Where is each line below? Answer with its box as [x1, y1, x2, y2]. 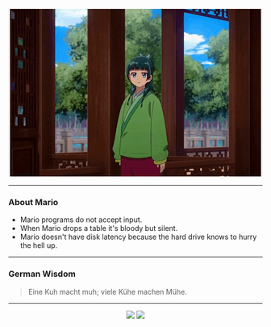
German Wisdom [8, 268, 77, 279]
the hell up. [19, 241, 58, 250]
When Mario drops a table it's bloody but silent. [19, 224, 178, 233]
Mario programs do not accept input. [19, 215, 143, 224]
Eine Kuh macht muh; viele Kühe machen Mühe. [27, 287, 187, 296]
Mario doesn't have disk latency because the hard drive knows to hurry [19, 232, 257, 242]
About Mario [8, 196, 59, 208]
